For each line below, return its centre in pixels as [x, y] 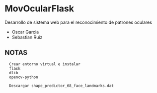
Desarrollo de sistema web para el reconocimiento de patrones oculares [78, 22]
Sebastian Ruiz [27, 37]
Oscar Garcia [25, 32]
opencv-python [24, 77]
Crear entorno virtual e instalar [45, 64]
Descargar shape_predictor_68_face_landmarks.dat [61, 86]
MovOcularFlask [39, 9]
